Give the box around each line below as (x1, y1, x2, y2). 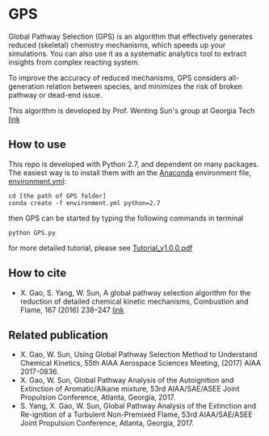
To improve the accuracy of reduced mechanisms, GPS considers (8, 73, 227, 82)
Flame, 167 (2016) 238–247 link (19, 304, 124, 315)
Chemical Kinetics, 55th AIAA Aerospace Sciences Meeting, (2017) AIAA (19, 358, 261, 368)
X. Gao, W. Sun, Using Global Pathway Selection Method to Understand (19, 350, 258, 359)
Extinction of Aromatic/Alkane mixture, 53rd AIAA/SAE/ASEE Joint (19, 384, 240, 394)
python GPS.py (8, 228, 57, 237)
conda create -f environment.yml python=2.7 (8, 199, 161, 207)
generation (8, 82, 44, 91)
